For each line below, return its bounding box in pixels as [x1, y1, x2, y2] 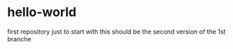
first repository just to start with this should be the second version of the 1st [7, 27, 226, 36]
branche [7, 34, 32, 43]
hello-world [7, 4, 77, 20]
